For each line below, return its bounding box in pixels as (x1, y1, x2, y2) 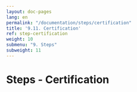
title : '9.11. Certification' (6, 25, 82, 31)
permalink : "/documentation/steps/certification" (6, 20, 132, 26)
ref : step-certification (6, 31, 68, 37)
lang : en (6, 14, 28, 20)
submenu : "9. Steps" (6, 42, 58, 48)
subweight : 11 (6, 47, 42, 53)
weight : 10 (6, 36, 33, 42)
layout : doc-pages (6, 8, 52, 15)
